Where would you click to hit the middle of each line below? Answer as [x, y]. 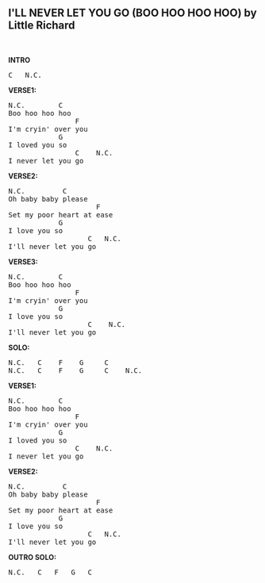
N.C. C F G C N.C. [75, 370]
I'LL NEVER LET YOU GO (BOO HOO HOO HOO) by [132, 13]
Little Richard [42, 26]
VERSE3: [23, 262]
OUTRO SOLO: [33, 557]
